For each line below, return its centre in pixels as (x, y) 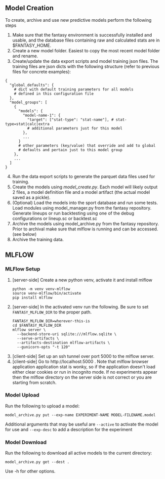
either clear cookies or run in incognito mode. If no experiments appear (85, 372)
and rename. (25, 56)
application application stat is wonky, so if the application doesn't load (84, 367)
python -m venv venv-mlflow (41, 289)
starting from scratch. (34, 382)
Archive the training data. (38, 239)
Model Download (26, 442)
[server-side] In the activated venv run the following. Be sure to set (80, 306)
